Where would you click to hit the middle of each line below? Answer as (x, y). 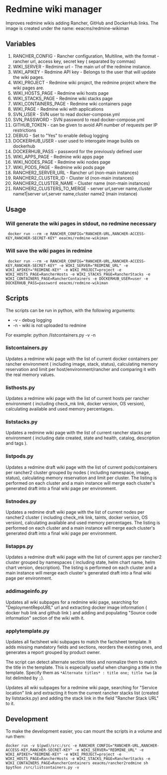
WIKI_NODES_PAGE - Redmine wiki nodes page (62, 162)
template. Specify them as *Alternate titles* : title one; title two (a (81, 672)
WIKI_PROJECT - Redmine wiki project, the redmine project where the (84, 82)
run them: (16, 736)
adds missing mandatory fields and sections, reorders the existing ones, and (84, 647)
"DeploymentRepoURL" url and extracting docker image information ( (76, 607)
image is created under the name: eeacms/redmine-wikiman (67, 28)
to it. (10, 703)
